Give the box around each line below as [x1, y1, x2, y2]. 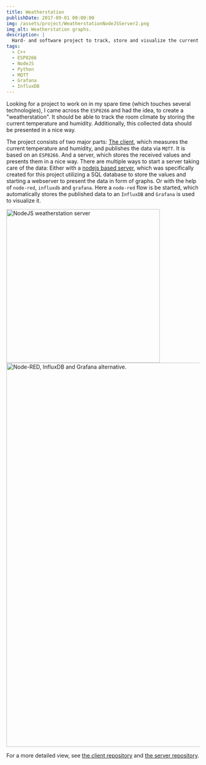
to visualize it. [6, 197, 41, 204]
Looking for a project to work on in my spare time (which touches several [6, 100, 191, 108]
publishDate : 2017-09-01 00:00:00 [6, 15, 95, 21]
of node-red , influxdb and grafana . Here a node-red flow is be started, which [6, 184, 199, 191]
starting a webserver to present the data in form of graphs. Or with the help [6, 178, 197, 184]
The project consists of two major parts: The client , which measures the [6, 138, 188, 145]
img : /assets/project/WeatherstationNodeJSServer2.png [6, 20, 150, 26]
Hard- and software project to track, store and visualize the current [12, 37, 199, 44]
